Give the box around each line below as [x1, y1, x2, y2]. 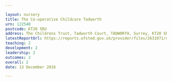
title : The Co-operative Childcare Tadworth [5, 16, 102, 22]
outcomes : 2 [5, 55, 31, 60]
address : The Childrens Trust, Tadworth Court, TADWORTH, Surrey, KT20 [5, 31, 161, 36]
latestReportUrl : [5, 36, 42, 41]
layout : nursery [5, 12, 40, 17]
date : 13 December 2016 [5, 65, 56, 70]
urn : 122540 [5, 22, 31, 27]
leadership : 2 [5, 50, 36, 55]
